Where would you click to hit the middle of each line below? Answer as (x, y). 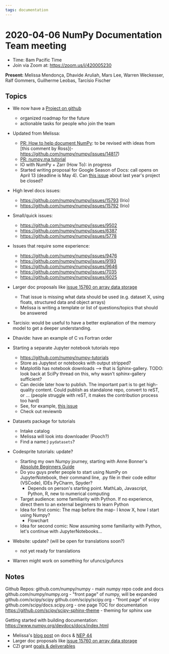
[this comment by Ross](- (46, 149)
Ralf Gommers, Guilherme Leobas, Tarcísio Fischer (58, 80)
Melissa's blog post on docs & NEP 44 (52, 635)
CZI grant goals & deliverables (44, 646)
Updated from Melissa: (36, 133)
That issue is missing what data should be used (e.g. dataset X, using (92, 297)
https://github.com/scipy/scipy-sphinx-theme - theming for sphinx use (78, 610)
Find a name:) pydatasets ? (47, 442)
